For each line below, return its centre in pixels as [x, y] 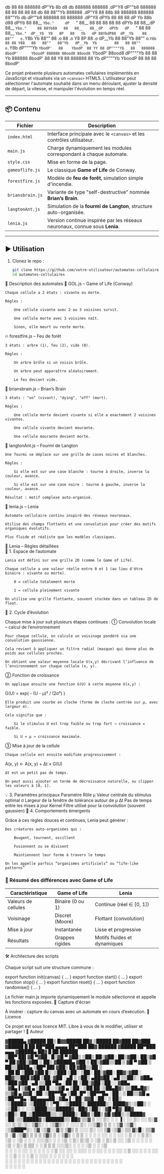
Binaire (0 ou [69, 901]
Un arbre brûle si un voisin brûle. [51, 363]
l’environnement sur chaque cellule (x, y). [51, 666]
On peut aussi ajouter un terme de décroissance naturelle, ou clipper [79, 782]
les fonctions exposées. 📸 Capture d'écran [48, 1002]
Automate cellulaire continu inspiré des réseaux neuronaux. [69, 516]
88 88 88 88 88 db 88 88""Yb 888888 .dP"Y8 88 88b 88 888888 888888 [80, 12]
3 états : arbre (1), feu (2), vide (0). [48, 345]
